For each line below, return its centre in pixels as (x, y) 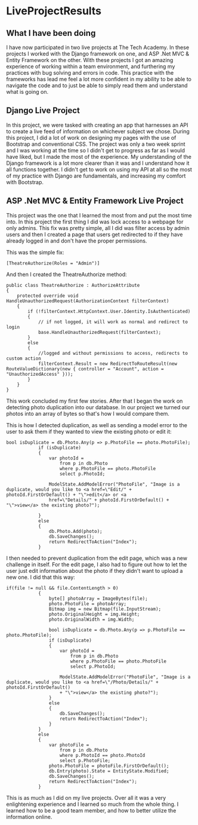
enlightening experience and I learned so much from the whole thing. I (92, 804)
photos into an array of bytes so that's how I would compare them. (88, 413)
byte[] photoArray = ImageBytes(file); (98, 599)
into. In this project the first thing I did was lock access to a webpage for (95, 222)
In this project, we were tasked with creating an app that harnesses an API (98, 125)
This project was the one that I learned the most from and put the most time (99, 215)
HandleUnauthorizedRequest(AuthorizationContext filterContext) (88, 301)
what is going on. (27, 92)
